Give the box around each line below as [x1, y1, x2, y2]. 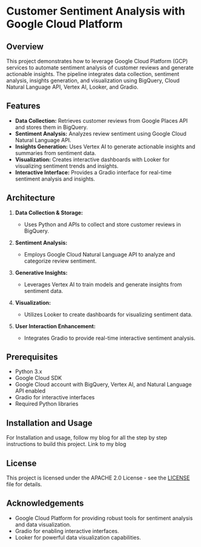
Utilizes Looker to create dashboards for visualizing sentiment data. [24, 311, 193, 318]
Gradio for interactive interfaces [15, 394, 95, 401]
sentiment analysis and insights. [15, 175, 96, 182]
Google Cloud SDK [15, 374, 62, 382]
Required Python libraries [15, 400, 79, 408]
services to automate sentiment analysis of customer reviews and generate [6, 64, 194, 71]
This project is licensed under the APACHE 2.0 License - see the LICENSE [6, 474, 190, 481]
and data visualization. [15, 521, 71, 528]
